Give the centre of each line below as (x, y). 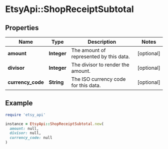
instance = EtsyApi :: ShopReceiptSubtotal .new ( (54, 124)
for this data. (86, 85)
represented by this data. (100, 56)
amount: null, (24, 128)
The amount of (88, 50)
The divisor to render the (100, 65)
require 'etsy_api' (25, 115)
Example (19, 103)
